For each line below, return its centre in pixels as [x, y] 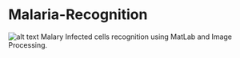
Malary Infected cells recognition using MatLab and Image [136, 37]
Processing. [28, 44]
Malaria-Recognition [78, 15]
